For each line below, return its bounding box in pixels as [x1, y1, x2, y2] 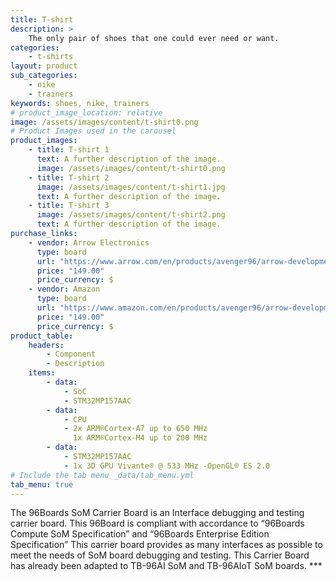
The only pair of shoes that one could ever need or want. [28, 33, 280, 43]
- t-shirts [28, 52, 74, 62]
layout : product [10, 61, 78, 71]
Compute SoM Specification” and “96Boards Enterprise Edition [10, 528, 270, 540]
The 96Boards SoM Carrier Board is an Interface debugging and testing [10, 507, 305, 519]
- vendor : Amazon [28, 284, 101, 295]
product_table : [10, 331, 74, 341]
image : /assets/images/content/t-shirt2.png [36, 210, 226, 220]
